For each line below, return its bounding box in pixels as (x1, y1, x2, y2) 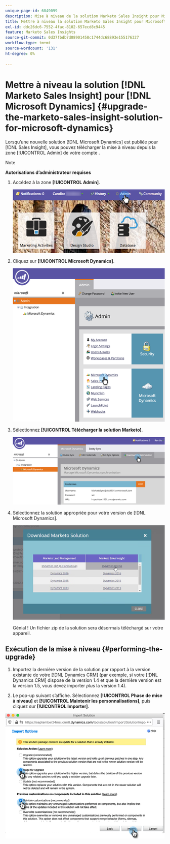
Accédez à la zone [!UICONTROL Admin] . (12, 179, 100, 186)
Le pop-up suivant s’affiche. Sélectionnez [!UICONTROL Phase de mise (12, 692, 163, 699)
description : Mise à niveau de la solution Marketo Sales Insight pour (5, 13, 159, 19)
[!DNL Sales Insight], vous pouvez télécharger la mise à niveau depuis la (5, 144, 156, 150)
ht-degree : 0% (5, 51, 35, 56)
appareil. (12, 630, 31, 636)
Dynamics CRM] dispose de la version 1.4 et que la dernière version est (12, 677, 162, 683)
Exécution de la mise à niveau (5, 645, 101, 653)
